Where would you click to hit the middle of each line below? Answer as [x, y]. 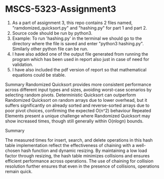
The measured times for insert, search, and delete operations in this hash [79, 140]
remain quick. [19, 171]
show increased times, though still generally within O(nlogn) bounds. [74, 121]
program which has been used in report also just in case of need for [81, 59]
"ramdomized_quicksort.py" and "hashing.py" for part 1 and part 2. [80, 28]
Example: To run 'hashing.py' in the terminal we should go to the [77, 38]
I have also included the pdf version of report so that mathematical [79, 69]
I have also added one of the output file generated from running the [80, 54]
